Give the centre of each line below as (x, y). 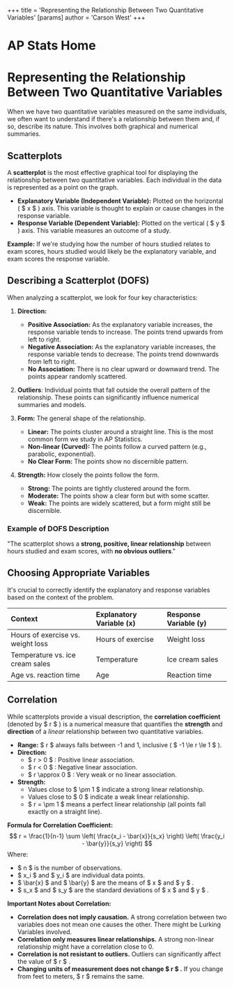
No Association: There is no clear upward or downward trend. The (123, 369)
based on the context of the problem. (61, 597)
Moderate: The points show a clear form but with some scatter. (119, 496)
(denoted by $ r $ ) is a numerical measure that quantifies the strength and (115, 724)
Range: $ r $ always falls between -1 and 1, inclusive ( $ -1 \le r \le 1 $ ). (119, 744)
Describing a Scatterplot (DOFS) (78, 281)
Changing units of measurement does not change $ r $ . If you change (120, 969)
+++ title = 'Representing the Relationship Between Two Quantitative (106, 10)
